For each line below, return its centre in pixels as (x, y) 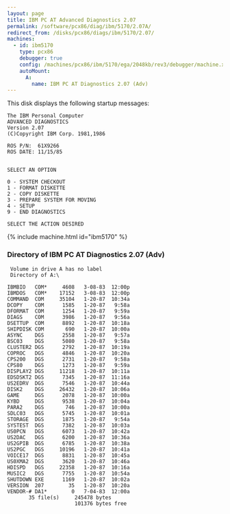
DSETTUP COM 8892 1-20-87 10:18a (68, 323)
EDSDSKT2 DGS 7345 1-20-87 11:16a (68, 377)
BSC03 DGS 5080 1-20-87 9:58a (68, 341)
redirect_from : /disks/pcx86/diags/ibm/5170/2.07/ (81, 33)
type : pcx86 (36, 52)
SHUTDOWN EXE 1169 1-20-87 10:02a (68, 479)
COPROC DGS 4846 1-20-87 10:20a (68, 353)
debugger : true (41, 58)
